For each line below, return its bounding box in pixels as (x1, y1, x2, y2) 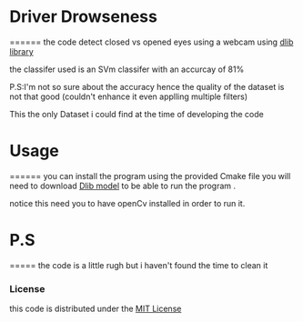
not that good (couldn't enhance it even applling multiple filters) (9, 91, 248, 102)
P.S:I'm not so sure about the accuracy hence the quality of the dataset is (9, 81, 285, 92)
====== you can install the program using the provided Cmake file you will (9, 170, 291, 181)
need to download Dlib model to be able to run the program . (9, 180, 237, 191)
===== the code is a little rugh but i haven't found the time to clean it (9, 259, 268, 270)
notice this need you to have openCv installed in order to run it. (9, 197, 246, 208)
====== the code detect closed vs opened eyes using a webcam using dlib (9, 36, 294, 47)
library (9, 45, 34, 56)
